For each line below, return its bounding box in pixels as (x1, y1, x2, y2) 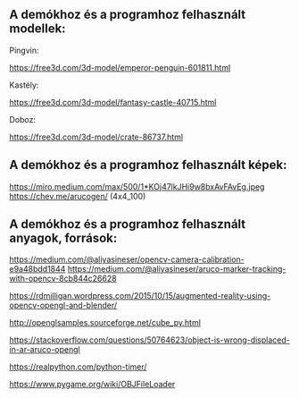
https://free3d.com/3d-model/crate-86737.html (9, 131, 184, 142)
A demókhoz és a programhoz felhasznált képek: (9, 157, 287, 173)
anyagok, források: (9, 231, 118, 246)
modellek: (9, 21, 66, 37)
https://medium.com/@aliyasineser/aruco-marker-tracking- (67, 264, 287, 275)
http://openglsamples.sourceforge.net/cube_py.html (9, 318, 201, 328)
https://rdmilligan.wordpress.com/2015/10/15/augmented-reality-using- (9, 291, 271, 301)
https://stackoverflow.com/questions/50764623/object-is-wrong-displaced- (9, 334, 290, 345)
